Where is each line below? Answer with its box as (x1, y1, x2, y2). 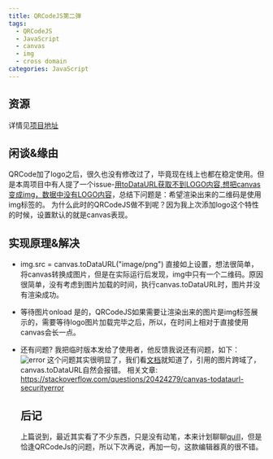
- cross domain (15, 58, 67, 66)
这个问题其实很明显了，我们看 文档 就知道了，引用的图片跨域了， (47, 355, 262, 365)
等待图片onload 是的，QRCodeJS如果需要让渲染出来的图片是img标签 (19, 307, 252, 317)
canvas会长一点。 (19, 327, 80, 338)
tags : (8, 20, 27, 28)
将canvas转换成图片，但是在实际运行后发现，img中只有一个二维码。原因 (19, 269, 264, 279)
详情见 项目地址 (8, 120, 58, 130)
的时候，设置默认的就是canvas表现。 (8, 210, 132, 220)
